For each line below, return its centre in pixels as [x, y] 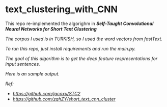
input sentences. [23, 64]
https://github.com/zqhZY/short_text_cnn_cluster [64, 99]
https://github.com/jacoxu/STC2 [46, 93]
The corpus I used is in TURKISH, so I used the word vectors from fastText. [84, 39]
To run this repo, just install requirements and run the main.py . [71, 48]
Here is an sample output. [33, 74]
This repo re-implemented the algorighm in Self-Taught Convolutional [79, 23]
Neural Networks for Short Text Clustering [51, 29]
